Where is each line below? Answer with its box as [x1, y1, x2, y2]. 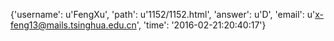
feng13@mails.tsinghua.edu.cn [10, 19, 137, 31]
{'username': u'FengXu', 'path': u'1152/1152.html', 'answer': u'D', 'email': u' [10, 9, 316, 20]
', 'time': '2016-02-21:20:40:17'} [136, 19, 267, 31]
